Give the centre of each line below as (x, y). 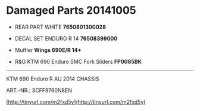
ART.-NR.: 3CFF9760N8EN (39, 90)
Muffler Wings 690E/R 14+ (48, 50)
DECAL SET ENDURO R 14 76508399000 (66, 38)
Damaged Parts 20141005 (71, 10)
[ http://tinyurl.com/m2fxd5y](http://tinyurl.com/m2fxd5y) (76, 101)
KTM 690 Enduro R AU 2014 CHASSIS (53, 79)
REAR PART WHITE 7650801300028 (60, 27)
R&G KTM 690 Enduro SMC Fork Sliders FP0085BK (78, 61)
